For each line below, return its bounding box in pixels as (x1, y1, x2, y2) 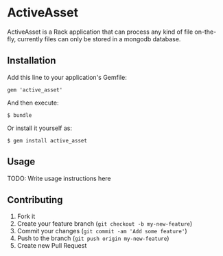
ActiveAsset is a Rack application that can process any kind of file (7, 28, 193, 36)
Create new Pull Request (16, 242, 87, 250)
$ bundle (7, 111, 32, 118)
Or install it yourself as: (7, 124, 72, 132)
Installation (7, 55, 56, 67)
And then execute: (7, 98, 59, 107)
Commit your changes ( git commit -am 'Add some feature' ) (16, 227, 187, 235)
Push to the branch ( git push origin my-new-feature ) (16, 234, 169, 242)
